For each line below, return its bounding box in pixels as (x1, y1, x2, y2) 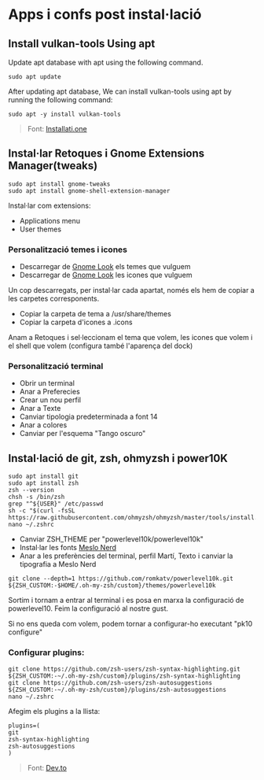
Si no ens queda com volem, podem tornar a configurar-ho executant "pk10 (8, 619, 253, 629)
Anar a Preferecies (19, 387, 80, 397)
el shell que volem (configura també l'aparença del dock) (8, 341, 193, 351)
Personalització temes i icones (8, 244, 128, 255)
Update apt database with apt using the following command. (8, 57, 203, 67)
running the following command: (8, 95, 113, 104)
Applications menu (19, 216, 81, 225)
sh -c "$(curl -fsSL (8, 507, 76, 515)
